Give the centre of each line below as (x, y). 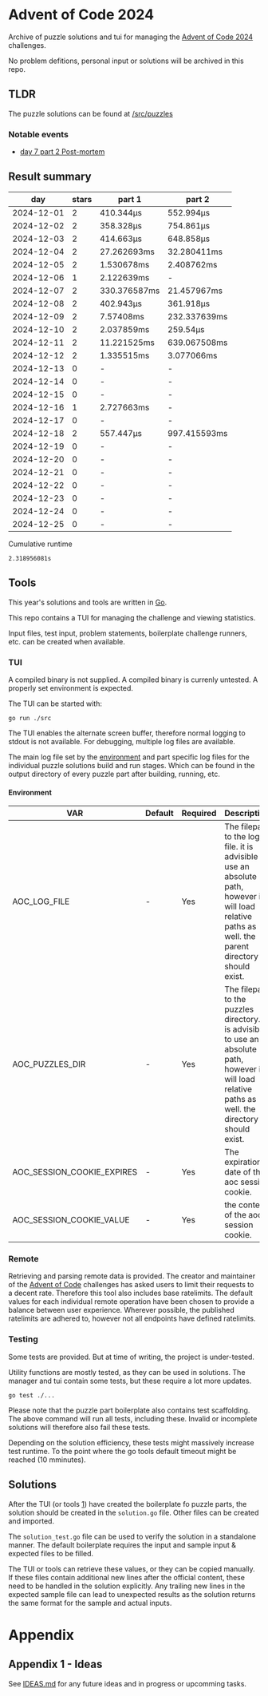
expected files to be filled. (51, 1553)
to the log (242, 837)
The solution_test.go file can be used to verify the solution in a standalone (132, 1536)
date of (238, 1172)
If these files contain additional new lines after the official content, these (127, 1577)
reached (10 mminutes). (47, 1460)
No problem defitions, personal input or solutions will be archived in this (126, 61)
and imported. (31, 1521)
